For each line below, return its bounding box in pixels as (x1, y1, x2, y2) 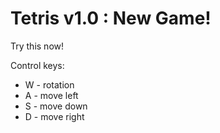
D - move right (24, 110, 85, 122)
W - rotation (24, 78, 75, 91)
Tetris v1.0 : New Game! (10, 7, 212, 30)
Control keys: (10, 59, 65, 71)
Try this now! (10, 40, 65, 52)
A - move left (24, 89, 79, 101)
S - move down (24, 100, 88, 112)
